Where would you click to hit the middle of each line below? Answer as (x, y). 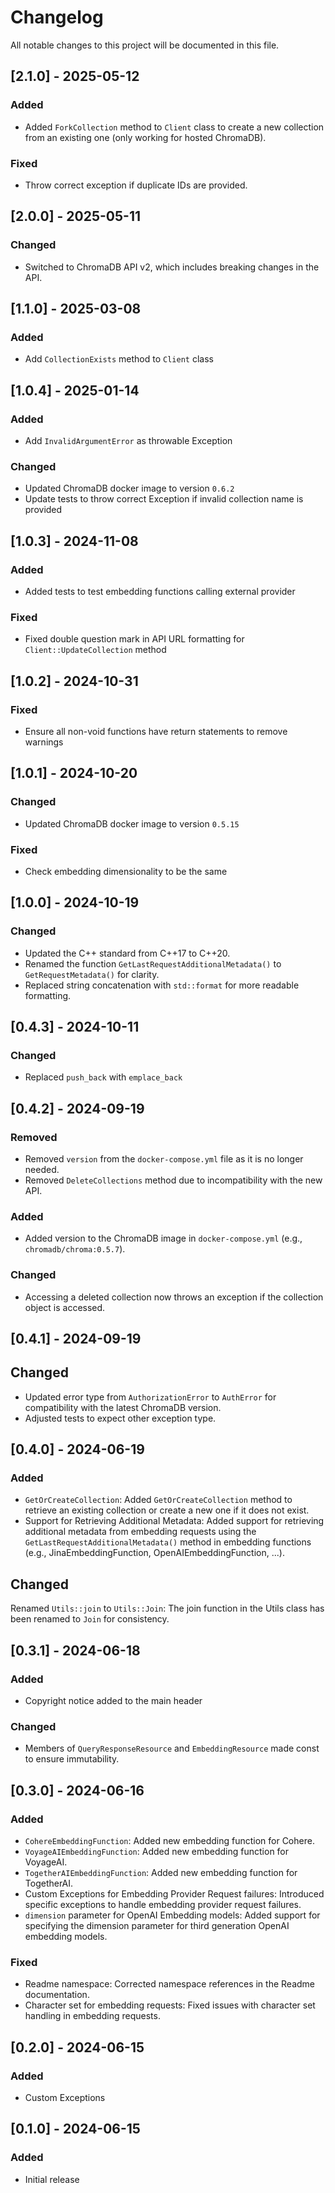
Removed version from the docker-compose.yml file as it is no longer (164, 1159)
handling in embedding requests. (92, 2016)
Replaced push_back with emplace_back (103, 1077)
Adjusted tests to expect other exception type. (120, 1418)
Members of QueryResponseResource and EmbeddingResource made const (172, 1748)
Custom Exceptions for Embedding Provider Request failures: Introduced (174, 1893)
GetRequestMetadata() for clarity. (92, 974)
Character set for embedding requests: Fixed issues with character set (170, 2005)
